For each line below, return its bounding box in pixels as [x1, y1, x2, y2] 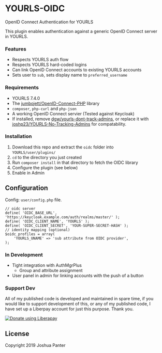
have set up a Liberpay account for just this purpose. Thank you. [5, 306, 134, 312]
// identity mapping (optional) [5, 227, 70, 232]
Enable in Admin [12, 170, 45, 176]
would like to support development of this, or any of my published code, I [5, 301, 151, 307]
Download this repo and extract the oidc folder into [12, 144, 114, 150]
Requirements [5, 84, 39, 91]
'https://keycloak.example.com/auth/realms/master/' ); [5, 214, 120, 220]
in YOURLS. [5, 33, 28, 39]
